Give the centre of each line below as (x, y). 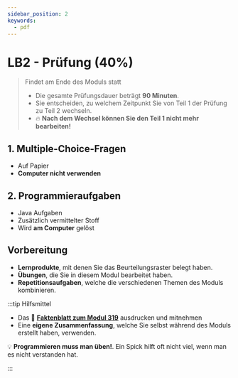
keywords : (22, 21)
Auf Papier (33, 166)
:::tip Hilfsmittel (29, 303)
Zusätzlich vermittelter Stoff (58, 220)
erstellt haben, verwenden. (57, 333)
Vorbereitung (38, 250)
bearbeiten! (53, 126)
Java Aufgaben (40, 212)
